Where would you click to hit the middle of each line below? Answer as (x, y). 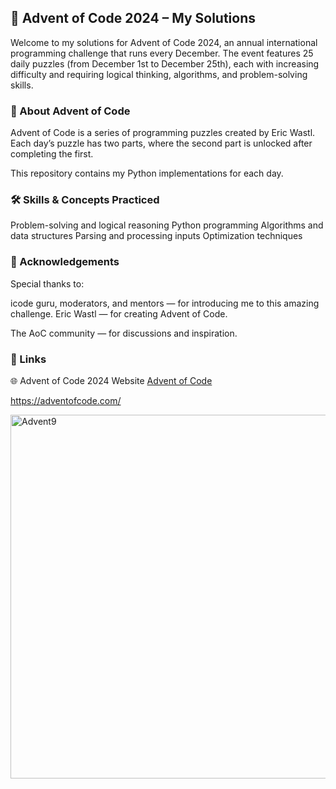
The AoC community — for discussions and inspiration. (124, 333)
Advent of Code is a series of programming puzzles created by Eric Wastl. (163, 133)
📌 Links (28, 359)
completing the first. (52, 154)
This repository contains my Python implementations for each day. (147, 173)
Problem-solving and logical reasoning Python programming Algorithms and (167, 225)
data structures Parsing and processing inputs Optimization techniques (156, 236)
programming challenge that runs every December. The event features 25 (162, 53)
